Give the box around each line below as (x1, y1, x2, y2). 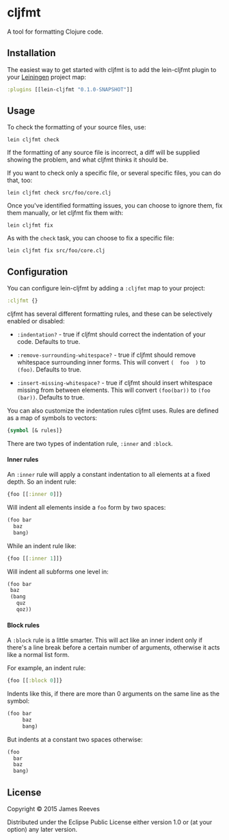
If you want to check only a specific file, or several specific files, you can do (7, 169, 221, 177)
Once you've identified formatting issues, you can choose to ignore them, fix (7, 201, 223, 210)
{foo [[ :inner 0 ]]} (7, 491, 63, 498)
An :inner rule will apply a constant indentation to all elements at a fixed (7, 471, 211, 479)
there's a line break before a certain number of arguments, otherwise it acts (7, 643, 220, 652)
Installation (7, 47, 56, 59)
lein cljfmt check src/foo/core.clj (7, 190, 111, 197)
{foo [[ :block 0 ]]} (7, 677, 63, 684)
